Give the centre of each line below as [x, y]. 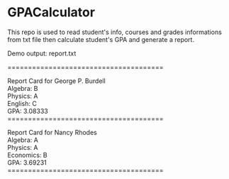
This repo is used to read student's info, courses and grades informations [114, 32]
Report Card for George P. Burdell [57, 81]
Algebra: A [23, 140]
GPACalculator [51, 12]
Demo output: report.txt [42, 53]
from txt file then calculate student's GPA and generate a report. [101, 39]
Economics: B [27, 155]
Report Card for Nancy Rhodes [52, 132]
